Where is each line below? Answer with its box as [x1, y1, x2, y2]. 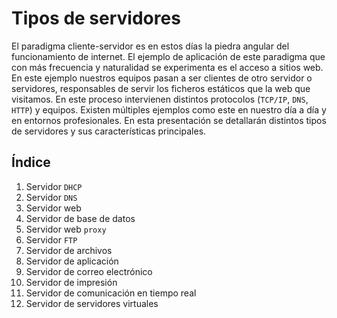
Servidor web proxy [25, 223, 107, 235]
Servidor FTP [25, 233, 78, 246]
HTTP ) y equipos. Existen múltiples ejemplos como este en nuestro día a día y [11, 103, 327, 116]
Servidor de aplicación [25, 255, 119, 267]
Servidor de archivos [25, 244, 113, 256]
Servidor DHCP [25, 180, 83, 192]
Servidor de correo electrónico [25, 265, 153, 277]
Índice [11, 154, 51, 171]
